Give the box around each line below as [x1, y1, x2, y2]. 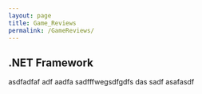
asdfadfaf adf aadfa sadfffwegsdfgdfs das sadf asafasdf [8, 77, 195, 87]
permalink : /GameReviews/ [8, 26, 94, 34]
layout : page [8, 11, 52, 20]
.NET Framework [8, 56, 94, 69]
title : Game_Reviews [8, 19, 77, 27]
